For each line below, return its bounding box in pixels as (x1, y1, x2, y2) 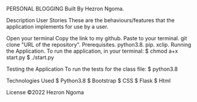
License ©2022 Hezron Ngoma (6, 89, 84, 95)
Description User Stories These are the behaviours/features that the (6, 17, 175, 23)
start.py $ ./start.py (6, 54, 54, 61)
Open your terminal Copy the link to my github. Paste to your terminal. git (6, 35, 187, 41)
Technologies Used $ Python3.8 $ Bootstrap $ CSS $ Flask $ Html (6, 77, 171, 84)
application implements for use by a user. (6, 23, 108, 30)
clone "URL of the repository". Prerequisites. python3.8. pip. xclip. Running (6, 41, 192, 48)
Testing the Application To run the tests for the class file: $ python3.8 (6, 65, 178, 73)
